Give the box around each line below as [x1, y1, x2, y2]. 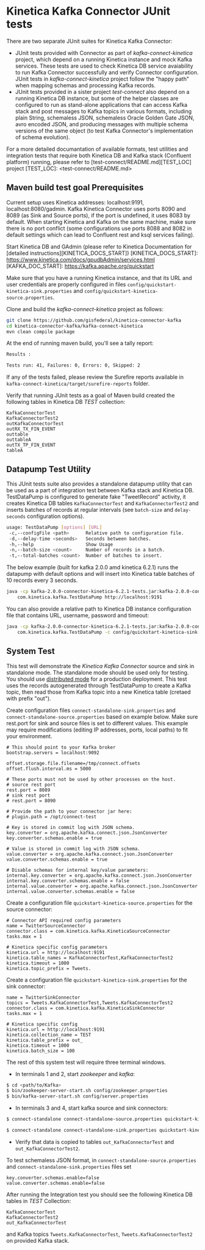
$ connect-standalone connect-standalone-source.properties [6, 1116, 163, 1122]
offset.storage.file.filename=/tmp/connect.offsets [6, 760, 140, 766]
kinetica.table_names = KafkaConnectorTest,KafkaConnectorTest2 [6, 955, 173, 961]
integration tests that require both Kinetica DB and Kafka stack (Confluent [6, 151, 192, 159]
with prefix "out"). [6, 694, 51, 702]
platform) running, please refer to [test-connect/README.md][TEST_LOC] [6, 158, 192, 165]
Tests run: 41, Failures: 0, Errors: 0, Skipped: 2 [6, 362, 140, 368]
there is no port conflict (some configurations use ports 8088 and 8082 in [6, 224, 192, 232]
